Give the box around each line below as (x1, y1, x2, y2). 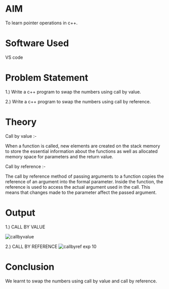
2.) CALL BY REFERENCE (5, 243, 58, 250)
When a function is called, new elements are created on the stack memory (5, 143, 160, 149)
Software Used (5, 37, 69, 49)
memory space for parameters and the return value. (5, 153, 114, 159)
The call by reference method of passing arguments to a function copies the (5, 173, 164, 179)
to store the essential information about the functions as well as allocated (5, 148, 158, 154)
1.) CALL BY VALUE (5, 224, 46, 230)
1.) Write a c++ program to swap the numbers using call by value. (5, 89, 141, 95)
